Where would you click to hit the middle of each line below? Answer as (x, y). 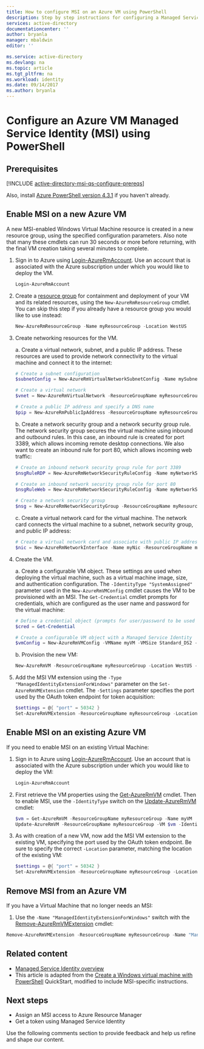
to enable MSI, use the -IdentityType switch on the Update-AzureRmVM (106, 801)
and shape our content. (36, 1040)
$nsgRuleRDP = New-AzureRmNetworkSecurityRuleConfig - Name (91, 473)
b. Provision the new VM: (46, 655)
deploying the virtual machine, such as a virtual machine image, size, (101, 577)
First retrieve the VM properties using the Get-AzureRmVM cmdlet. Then (105, 794)
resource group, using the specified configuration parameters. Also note (97, 235)
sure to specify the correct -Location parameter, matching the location (104, 849)
